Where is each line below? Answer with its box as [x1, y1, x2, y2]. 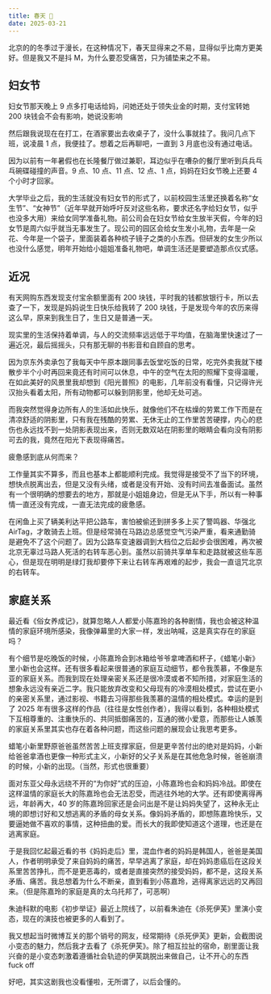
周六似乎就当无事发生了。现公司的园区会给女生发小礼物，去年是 [29, 224, 242, 233]
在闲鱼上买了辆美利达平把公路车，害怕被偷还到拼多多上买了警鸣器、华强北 [8, 517, 256, 526]
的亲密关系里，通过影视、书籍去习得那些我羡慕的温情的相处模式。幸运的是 [8, 694, 256, 703]
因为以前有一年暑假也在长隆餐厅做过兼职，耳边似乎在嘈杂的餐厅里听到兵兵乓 [8, 156, 263, 166]
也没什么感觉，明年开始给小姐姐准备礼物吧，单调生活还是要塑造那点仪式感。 [8, 244, 263, 254]
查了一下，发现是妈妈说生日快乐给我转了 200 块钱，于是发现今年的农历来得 [8, 303, 260, 312]
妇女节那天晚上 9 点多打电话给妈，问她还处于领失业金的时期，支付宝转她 [8, 102, 250, 111]
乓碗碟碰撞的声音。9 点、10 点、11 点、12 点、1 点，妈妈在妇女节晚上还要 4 [8, 166, 258, 176]
